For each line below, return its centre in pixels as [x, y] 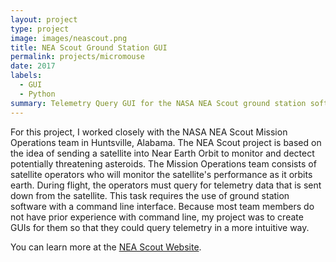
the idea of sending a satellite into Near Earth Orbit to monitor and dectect [162, 153]
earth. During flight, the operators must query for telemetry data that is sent [166, 185]
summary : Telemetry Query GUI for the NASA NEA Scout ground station [158, 103]
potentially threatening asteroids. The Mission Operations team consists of [163, 163]
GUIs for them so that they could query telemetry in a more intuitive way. [160, 227]
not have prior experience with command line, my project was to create [157, 217]
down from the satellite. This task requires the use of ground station [150, 195]
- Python [37, 94]
